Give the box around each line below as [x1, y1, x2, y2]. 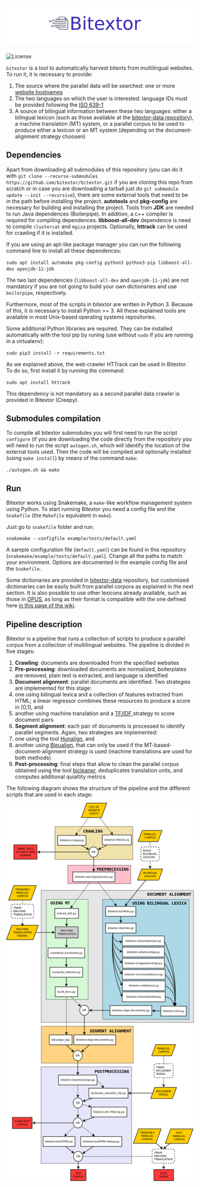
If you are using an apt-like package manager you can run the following [6, 241, 182, 248]
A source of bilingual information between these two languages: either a [14, 107, 192, 114]
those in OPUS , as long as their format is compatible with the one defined [6, 596, 186, 603]
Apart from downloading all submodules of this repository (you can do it [6, 166, 183, 173]
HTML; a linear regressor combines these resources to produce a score [14, 697, 190, 705]
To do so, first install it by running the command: [6, 367, 125, 374]
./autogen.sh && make [6, 467, 60, 473]
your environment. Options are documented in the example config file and [6, 559, 187, 566]
